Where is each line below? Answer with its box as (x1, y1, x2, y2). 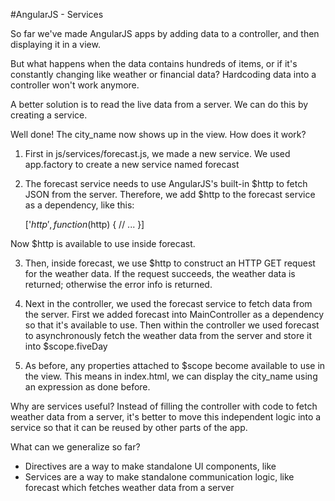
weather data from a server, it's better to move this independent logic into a (10, 411, 322, 423)
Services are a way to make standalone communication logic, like (24, 471, 295, 483)
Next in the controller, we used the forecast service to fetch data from (24, 298, 313, 309)
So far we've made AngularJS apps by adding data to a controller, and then (10, 28, 320, 39)
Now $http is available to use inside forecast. (10, 238, 196, 249)
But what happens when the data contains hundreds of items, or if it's (10, 58, 298, 69)
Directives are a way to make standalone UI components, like (24, 460, 277, 472)
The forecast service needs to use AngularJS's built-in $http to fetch (24, 178, 308, 189)
